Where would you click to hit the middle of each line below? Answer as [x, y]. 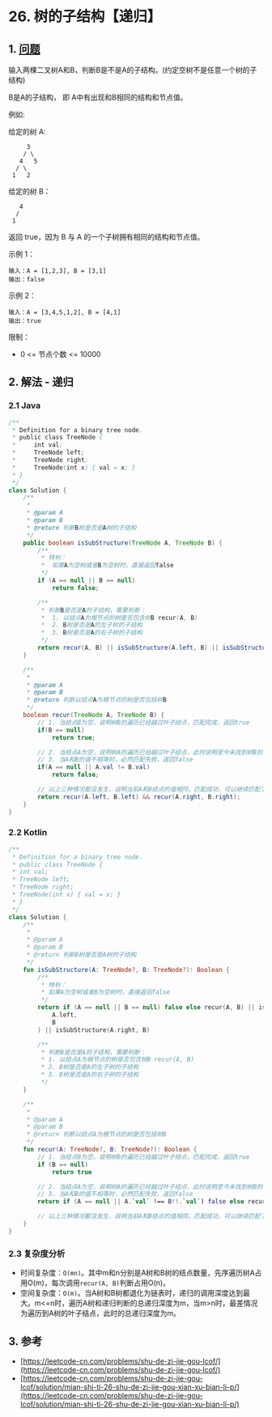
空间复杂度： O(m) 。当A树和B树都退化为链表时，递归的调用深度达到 [132, 1293]
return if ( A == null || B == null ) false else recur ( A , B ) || [147, 1008]
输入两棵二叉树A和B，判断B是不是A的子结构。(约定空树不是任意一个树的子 [133, 70]
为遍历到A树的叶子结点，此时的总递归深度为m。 [100, 1313]
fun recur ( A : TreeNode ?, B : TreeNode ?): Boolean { [110, 1150]
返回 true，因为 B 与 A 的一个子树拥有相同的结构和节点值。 [106, 237]
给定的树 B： [30, 191]
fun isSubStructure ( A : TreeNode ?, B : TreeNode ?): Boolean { [126, 969]
